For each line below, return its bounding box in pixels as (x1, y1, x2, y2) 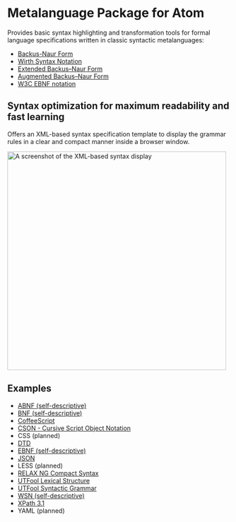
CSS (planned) (17, 431, 61, 439)
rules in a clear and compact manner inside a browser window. (7, 137, 190, 146)
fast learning (7, 111, 65, 123)
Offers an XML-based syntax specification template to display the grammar (7, 129, 226, 138)
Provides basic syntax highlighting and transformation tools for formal (7, 28, 211, 37)
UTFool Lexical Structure (17, 476, 90, 485)
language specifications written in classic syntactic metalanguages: (7, 35, 204, 44)
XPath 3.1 (17, 499, 45, 507)
